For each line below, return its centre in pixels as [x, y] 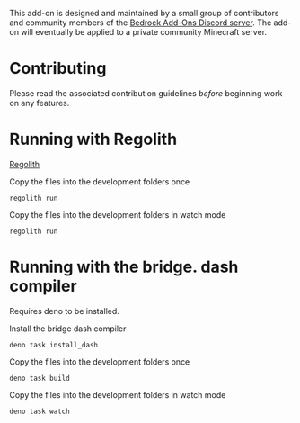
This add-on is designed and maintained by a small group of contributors [144, 13]
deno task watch [40, 411]
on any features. [40, 103]
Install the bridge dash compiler [68, 328]
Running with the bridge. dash [124, 267]
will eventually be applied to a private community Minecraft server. [144, 32]
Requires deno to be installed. [64, 310]
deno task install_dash [54, 345]
